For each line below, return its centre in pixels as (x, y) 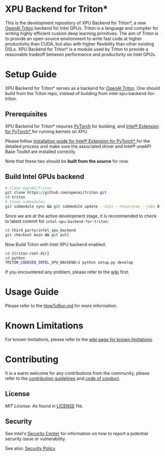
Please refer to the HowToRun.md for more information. (61, 306)
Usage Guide (32, 292)
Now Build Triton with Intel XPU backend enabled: (56, 244)
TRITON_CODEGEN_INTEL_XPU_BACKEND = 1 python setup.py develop (69, 263)
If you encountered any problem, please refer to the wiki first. (67, 272)
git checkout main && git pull (37, 235)
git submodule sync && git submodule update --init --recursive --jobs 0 (82, 206)
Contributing (32, 359)
